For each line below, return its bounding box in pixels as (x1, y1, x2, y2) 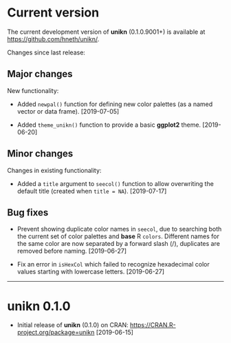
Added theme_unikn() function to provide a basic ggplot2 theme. (16, 121, 201, 129)
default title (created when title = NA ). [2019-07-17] (16, 187, 167, 195)
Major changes (7, 68, 74, 80)
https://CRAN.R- (129, 321, 177, 329)
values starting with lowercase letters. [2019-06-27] (16, 267, 165, 276)
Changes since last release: (7, 48, 86, 56)
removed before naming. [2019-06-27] (16, 247, 127, 256)
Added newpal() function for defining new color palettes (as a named (16, 100, 213, 108)
